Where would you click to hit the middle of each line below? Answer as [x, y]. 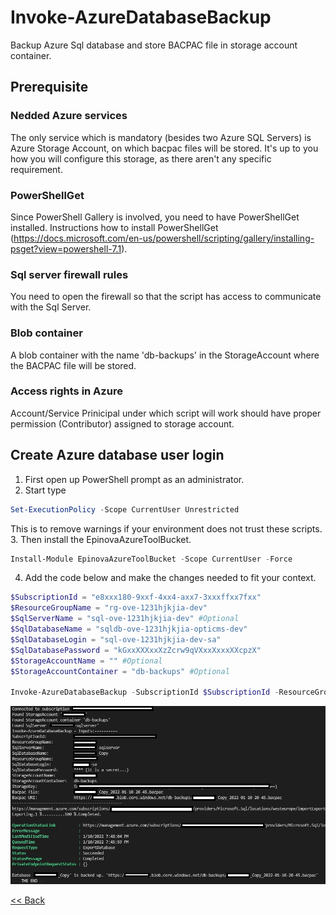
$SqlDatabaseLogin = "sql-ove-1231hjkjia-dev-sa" [116, 639]
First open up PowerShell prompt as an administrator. [134, 479]
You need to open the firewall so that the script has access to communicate [166, 297]
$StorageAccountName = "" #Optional [86, 661]
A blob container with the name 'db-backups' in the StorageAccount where [165, 355]
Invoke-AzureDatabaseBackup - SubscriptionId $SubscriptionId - [145, 692]
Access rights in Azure [66, 391]
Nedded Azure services [69, 116]
